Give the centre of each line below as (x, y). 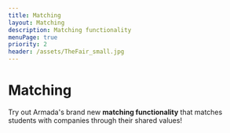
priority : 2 (27, 45)
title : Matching (35, 15)
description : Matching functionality (70, 30)
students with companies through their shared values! (95, 120)
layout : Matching (37, 23)
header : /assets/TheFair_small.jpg (66, 52)
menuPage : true (33, 37)
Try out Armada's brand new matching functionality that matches (115, 112)
